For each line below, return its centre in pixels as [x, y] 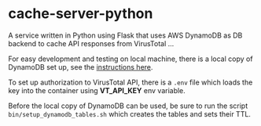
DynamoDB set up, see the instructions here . [81, 67]
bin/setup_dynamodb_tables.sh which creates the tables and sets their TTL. [130, 113]
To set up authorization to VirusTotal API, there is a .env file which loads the [130, 82]
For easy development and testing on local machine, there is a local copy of [130, 59]
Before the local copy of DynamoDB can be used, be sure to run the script [128, 106]
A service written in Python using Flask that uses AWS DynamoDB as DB [125, 35]
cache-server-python [81, 14]
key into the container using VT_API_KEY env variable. [97, 90]
